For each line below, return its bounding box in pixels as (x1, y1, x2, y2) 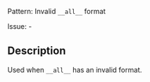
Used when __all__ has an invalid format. (7, 65, 142, 74)
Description (7, 45, 66, 58)
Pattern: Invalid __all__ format (7, 7, 106, 16)
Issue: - (7, 22, 32, 30)
